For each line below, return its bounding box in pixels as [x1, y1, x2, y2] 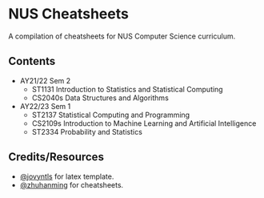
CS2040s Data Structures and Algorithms [31, 93, 170, 103]
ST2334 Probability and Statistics [31, 127, 142, 136]
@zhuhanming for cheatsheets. [19, 180, 124, 189]
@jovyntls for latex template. [19, 172, 114, 181]
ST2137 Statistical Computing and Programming [31, 110, 190, 119]
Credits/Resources [8, 150, 104, 164]
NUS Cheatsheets [8, 5, 130, 23]
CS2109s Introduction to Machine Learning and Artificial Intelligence [31, 118, 257, 128]
